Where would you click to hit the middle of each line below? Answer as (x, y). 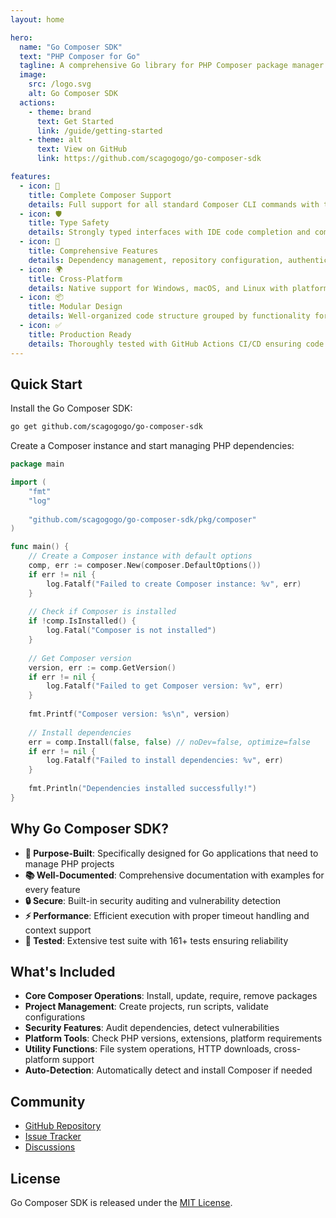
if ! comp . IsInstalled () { (82, 621)
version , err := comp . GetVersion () (102, 667)
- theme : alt (55, 140)
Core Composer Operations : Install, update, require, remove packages (171, 996)
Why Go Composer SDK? (89, 829)
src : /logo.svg (60, 84)
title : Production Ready (80, 334)
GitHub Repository (63, 1126)
